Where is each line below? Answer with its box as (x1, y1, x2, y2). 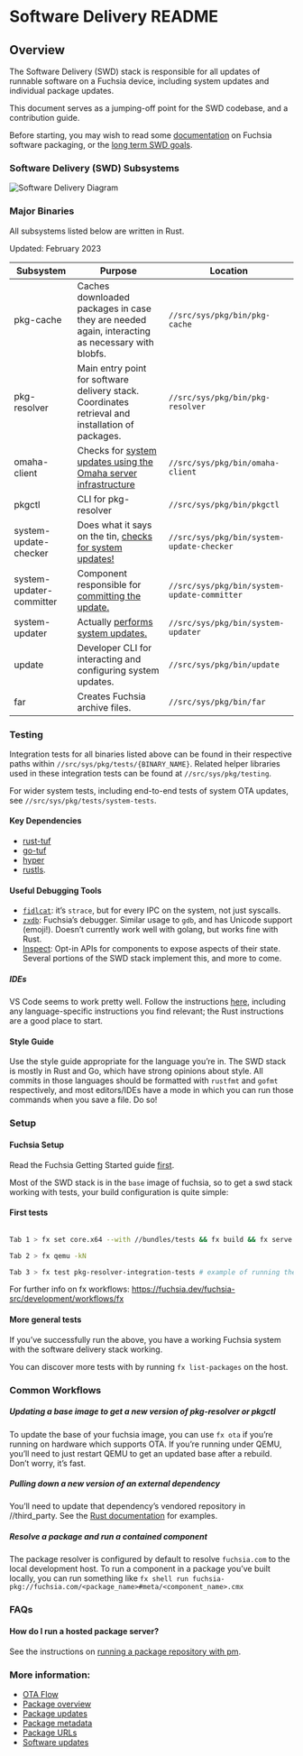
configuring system (77, 664, 160, 676)
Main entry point (77, 362, 147, 374)
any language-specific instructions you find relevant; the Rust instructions (9, 1006, 284, 1016)
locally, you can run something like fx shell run (9, 1573, 189, 1584)
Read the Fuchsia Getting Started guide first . (9, 1159, 175, 1170)
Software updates (22, 1736, 89, 1747)
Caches (77, 280, 110, 292)
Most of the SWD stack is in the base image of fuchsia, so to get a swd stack (9, 1177, 293, 1188)
